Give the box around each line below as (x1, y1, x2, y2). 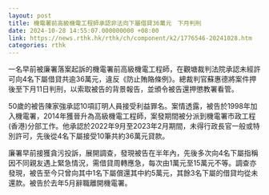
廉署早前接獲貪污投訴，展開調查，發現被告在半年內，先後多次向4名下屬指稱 (8, 149, 259, 158)
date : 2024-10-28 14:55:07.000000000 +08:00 (8, 26, 159, 34)
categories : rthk (8, 42, 66, 50)
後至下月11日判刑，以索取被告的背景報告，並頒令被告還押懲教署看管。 (8, 85, 239, 94)
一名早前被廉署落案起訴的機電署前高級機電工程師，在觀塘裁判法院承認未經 (8, 65, 254, 74)
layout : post (8, 11, 52, 20)
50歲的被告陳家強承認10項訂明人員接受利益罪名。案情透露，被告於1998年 (8, 101, 251, 111)
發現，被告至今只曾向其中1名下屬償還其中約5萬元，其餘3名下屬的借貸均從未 (8, 169, 259, 178)
